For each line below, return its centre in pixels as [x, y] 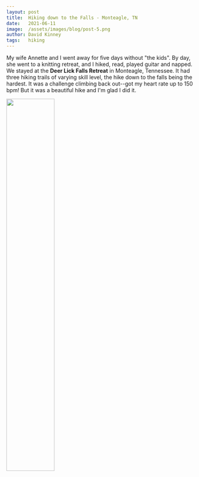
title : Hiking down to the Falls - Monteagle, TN [72, 18]
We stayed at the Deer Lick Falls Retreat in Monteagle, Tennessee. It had [98, 71]
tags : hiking [26, 40]
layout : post [23, 12]
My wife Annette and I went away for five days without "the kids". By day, [99, 58]
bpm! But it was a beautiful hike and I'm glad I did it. [71, 90]
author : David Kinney [34, 35]
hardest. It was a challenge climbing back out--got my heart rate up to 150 [100, 84]
